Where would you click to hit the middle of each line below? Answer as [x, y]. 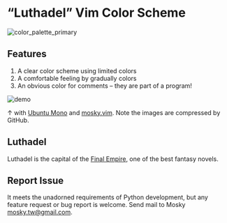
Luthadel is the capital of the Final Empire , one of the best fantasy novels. [113, 159]
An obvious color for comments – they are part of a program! [104, 86]
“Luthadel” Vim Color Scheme [97, 13]
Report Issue [36, 180]
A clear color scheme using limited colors [77, 70]
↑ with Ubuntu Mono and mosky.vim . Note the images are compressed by [114, 112]
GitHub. [18, 120]
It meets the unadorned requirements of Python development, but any [108, 197]
